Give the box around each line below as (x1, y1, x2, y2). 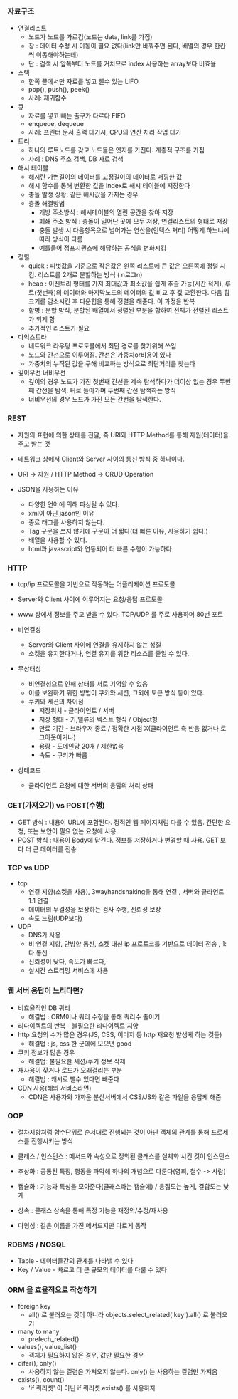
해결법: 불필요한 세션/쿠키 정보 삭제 (28, 1056, 126, 1066)
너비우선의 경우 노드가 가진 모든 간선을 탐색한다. (28, 395, 161, 404)
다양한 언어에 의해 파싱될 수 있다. (28, 500, 119, 509)
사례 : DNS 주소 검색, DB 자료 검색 (28, 155, 124, 163)
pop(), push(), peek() (28, 85, 90, 94)
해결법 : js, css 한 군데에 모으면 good (28, 1039, 132, 1048)
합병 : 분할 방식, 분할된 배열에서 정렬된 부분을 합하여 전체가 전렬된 (28, 306, 210, 315)
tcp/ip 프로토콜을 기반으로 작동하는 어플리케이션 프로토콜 (17, 579, 175, 588)
